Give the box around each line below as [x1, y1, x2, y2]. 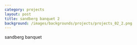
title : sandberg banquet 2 [4, 16, 60, 21]
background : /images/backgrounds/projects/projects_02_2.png [4, 21, 133, 26]
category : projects [4, 7, 45, 12]
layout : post [4, 12, 31, 17]
